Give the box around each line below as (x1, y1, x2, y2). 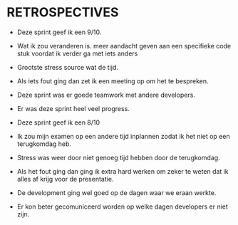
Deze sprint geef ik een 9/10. (16, 28, 102, 36)
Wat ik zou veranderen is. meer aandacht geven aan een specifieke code (16, 41, 232, 50)
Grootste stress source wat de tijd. (16, 63, 119, 71)
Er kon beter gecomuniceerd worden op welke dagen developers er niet (16, 202, 229, 211)
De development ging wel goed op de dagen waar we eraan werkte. (16, 188, 217, 197)
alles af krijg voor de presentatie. (16, 174, 114, 183)
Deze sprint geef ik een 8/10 (16, 118, 100, 127)
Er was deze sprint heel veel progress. (16, 104, 130, 112)
